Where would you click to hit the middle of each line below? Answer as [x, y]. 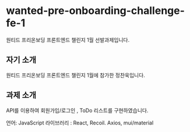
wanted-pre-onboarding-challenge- [96, 11]
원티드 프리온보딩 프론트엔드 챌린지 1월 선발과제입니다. [68, 40]
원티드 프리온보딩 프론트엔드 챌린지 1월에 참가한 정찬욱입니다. [76, 75]
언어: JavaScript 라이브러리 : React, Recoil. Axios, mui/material [80, 123]
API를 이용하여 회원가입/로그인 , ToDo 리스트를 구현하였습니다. [77, 110]
